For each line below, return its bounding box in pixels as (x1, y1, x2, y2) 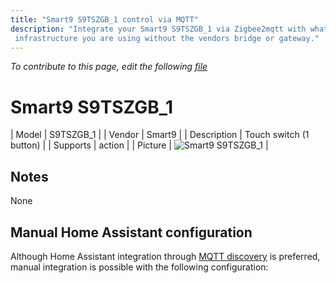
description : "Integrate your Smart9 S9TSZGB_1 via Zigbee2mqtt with (10, 24, 307, 34)
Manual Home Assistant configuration (10, 224, 253, 241)
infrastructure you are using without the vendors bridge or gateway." (14, 33, 320, 43)
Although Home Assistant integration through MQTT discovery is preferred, (10, 250, 321, 262)
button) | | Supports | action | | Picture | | (10, 139, 269, 151)
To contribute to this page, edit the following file (10, 61, 208, 73)
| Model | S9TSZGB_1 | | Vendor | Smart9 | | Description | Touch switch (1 (10, 129, 310, 141)
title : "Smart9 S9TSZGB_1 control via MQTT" (10, 14, 199, 25)
